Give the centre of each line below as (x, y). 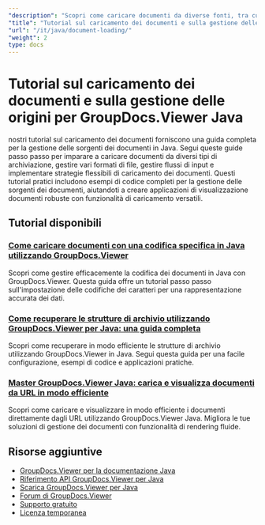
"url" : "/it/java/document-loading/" (70, 30)
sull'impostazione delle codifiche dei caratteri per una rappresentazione (125, 289)
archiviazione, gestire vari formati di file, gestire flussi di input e (111, 165)
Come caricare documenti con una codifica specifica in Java (127, 246)
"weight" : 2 (28, 38)
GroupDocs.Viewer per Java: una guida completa (105, 328)
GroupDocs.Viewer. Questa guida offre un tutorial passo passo (110, 281)
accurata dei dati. (37, 298)
